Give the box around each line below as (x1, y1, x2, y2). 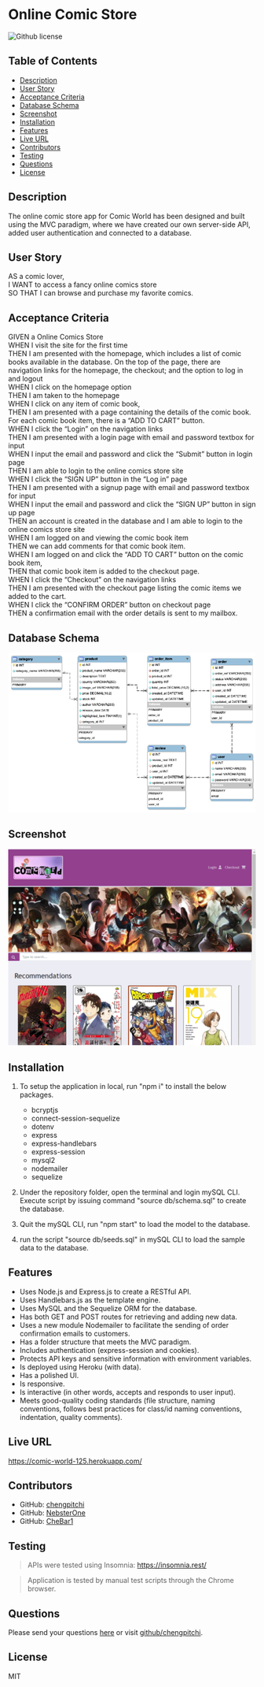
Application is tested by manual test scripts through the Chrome (27, 1576, 234, 1585)
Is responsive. (19, 1379, 65, 1388)
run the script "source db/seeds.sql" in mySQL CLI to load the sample (19, 1235, 245, 1244)
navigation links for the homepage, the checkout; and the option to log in (8, 366, 244, 375)
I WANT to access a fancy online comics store (8, 280, 157, 289)
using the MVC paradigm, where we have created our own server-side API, (8, 219, 251, 229)
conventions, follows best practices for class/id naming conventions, (19, 1404, 242, 1414)
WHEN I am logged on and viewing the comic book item (8, 533, 189, 543)
